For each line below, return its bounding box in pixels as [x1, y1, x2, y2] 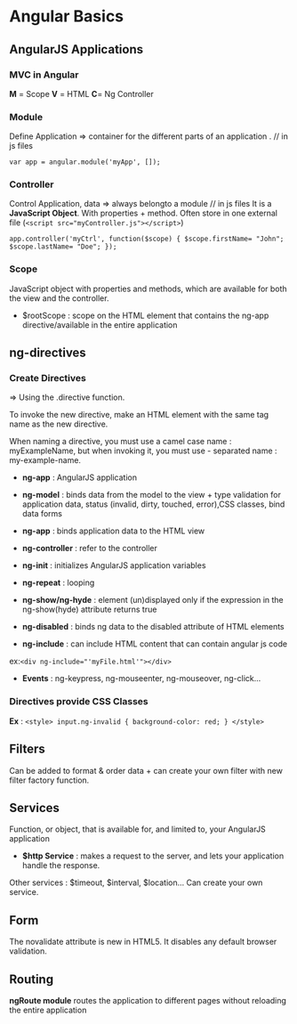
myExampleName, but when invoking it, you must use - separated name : [9, 445, 277, 456]
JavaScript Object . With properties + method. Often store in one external [9, 207, 278, 219]
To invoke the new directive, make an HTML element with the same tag [9, 410, 269, 420]
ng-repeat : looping [21, 577, 95, 589]
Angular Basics [9, 6, 124, 27]
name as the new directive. [9, 419, 108, 429]
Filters [9, 742, 46, 757]
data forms [21, 508, 62, 519]
